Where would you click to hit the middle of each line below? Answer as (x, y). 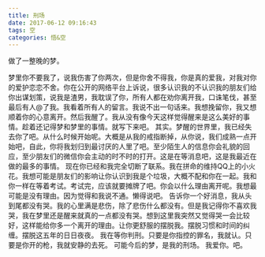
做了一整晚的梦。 (36, 61)
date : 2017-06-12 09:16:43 (52, 23)
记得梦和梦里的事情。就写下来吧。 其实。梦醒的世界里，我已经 (144, 127)
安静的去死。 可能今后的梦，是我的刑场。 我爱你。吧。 (158, 245)
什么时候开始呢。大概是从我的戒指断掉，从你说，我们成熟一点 (149, 137)
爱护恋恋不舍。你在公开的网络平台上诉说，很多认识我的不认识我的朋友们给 (136, 88)
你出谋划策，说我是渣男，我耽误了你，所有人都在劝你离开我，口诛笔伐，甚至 (132, 97)
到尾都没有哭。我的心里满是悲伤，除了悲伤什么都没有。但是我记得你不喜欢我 (132, 206)
